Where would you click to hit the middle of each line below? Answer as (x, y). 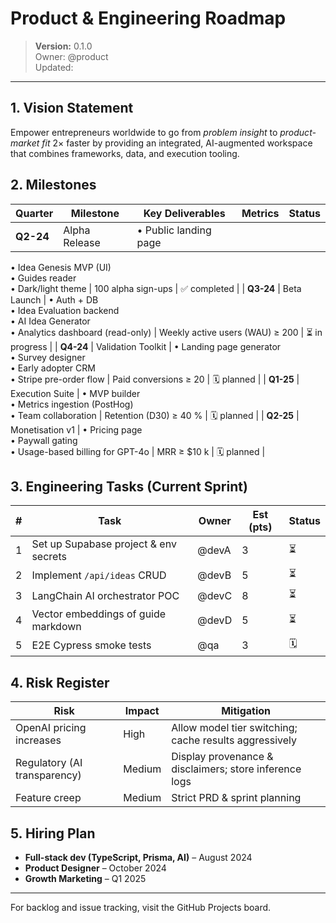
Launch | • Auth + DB (54, 299)
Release (82, 242)
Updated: (54, 67)
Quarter (34, 213)
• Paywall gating (44, 440)
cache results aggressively (234, 740)
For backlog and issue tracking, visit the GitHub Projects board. (141, 907)
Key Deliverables (184, 213)
